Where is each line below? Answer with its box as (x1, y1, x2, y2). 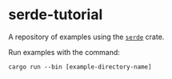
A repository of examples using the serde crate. (8, 32, 165, 41)
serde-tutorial (8, 6, 103, 24)
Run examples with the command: (8, 47, 120, 57)
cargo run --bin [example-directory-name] (8, 62, 152, 71)
